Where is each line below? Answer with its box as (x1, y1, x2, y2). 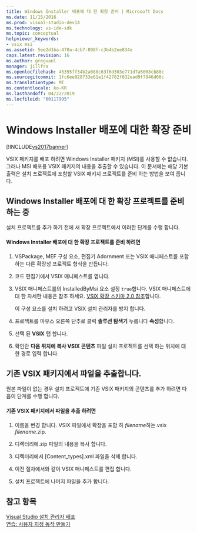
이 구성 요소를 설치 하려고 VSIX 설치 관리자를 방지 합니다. (14, 305, 146, 312)
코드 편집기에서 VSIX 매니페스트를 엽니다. (14, 272, 110, 279)
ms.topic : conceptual (6, 31, 59, 36)
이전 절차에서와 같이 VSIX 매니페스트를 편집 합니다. (14, 465, 132, 472)
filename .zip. (14, 428, 46, 435)
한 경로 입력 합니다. (14, 349, 59, 357)
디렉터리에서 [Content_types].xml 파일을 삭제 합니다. (14, 452, 138, 459)
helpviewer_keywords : (6, 36, 59, 42)
